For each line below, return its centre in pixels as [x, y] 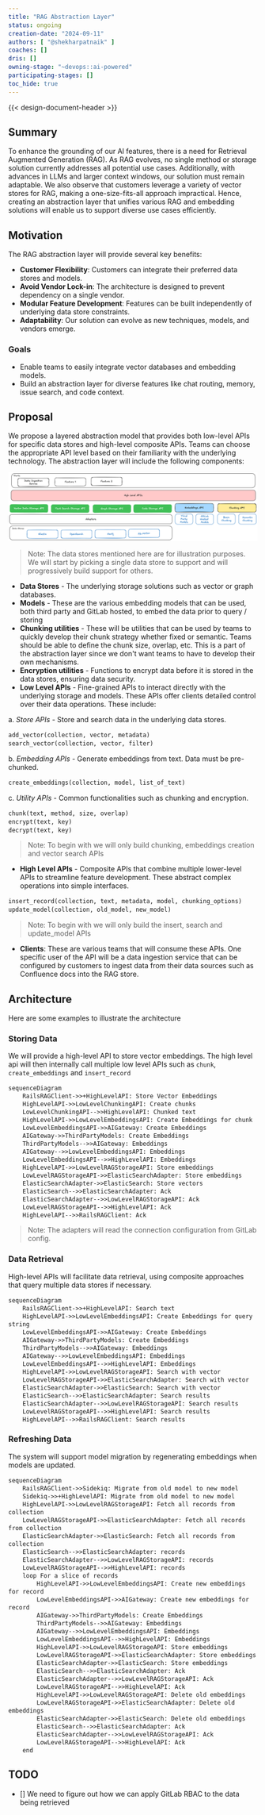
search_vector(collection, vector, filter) [81, 744]
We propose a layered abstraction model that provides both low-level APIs [129, 436]
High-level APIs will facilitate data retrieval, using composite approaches [126, 1276]
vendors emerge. [47, 329]
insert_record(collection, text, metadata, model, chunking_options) [125, 902]
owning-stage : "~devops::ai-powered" [70, 67]
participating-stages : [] [51, 75]
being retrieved [44, 1802]
